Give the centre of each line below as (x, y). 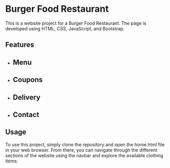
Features (20, 45)
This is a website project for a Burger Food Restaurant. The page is (76, 23)
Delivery (27, 97)
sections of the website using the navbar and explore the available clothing (84, 155)
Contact (26, 114)
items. (12, 161)
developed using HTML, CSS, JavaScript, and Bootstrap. (65, 28)
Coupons (28, 80)
